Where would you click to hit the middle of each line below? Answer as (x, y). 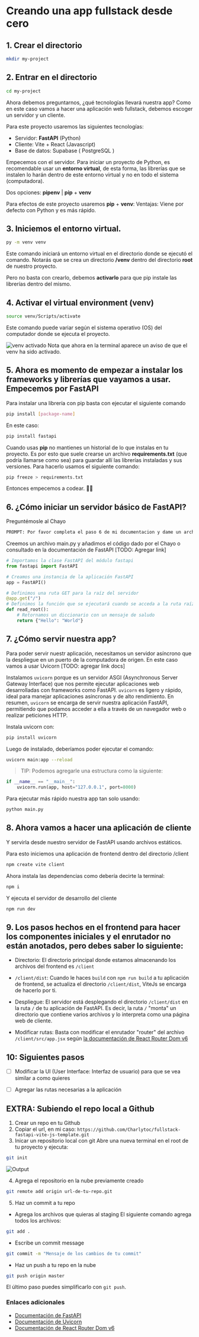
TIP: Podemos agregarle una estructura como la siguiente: (92, 771)
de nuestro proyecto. (32, 266)
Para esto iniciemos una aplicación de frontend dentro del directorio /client (97, 854)
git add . (18, 1231)
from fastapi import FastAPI (42, 566)
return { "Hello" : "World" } (50, 620)
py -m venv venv (26, 242)
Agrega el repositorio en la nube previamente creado (79, 1181)
